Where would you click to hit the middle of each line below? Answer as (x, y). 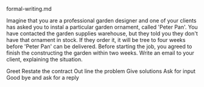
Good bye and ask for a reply (43, 78)
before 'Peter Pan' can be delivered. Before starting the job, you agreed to (99, 46)
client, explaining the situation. (45, 59)
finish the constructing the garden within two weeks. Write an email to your (100, 53)
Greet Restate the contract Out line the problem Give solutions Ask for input (101, 71)
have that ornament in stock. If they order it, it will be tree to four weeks (96, 40)
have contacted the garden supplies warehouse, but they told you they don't (102, 33)
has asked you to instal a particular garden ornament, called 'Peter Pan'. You (102, 27)
